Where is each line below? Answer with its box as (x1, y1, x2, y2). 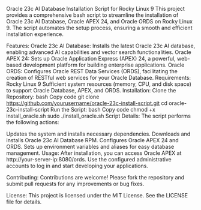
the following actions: (6, 119, 59, 125)
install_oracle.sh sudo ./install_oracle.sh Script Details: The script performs (6, 112, 191, 119)
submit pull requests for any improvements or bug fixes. (6, 180, 145, 187)
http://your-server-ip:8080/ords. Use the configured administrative (6, 156, 172, 163)
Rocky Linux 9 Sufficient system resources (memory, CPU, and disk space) (6, 80, 192, 88)
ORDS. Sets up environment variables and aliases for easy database (6, 143, 175, 150)
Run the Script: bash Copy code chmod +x (50, 106, 156, 113)
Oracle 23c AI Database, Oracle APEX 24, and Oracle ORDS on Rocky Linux (6, 18, 193, 25)
